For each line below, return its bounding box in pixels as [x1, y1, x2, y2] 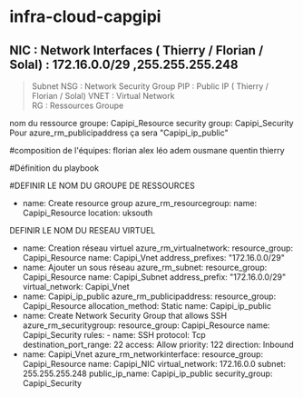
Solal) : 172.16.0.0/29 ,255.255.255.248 [9, 56, 239, 72]
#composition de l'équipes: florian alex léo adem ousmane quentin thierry [9, 145, 285, 155]
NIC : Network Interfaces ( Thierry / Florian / [9, 43, 264, 58]
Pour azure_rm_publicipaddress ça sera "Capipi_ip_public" [9, 127, 229, 138]
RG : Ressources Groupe [31, 100, 124, 111]
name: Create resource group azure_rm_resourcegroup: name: [22, 198, 257, 208]
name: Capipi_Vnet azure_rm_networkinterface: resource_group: [22, 349, 264, 360]
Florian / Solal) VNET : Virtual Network [31, 91, 175, 101]
